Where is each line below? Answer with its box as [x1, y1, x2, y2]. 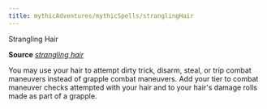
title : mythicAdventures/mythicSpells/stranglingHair [8, 11, 195, 20]
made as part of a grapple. [8, 90, 97, 101]
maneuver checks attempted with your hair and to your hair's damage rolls [8, 82, 258, 92]
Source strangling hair [8, 49, 84, 59]
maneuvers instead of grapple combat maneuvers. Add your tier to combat [8, 73, 259, 83]
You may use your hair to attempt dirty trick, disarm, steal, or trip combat [8, 65, 252, 75]
